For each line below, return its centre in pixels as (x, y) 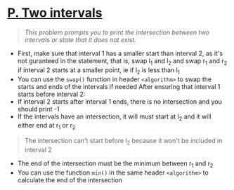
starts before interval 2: (51, 94)
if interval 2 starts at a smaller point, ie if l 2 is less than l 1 (99, 70)
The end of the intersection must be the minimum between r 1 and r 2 (115, 164)
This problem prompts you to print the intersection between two (117, 32)
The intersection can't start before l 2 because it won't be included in (123, 142)
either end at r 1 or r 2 (46, 126)
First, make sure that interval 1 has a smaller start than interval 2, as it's (120, 53)
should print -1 (38, 109)
